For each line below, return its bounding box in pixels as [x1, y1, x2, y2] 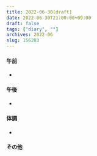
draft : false [6, 20, 40, 26]
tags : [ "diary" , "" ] [6, 26, 59, 32]
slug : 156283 [6, 37, 40, 43]
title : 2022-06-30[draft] [6, 9, 72, 15]
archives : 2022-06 [6, 32, 53, 38]
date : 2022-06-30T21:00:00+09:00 [6, 15, 92, 21]
